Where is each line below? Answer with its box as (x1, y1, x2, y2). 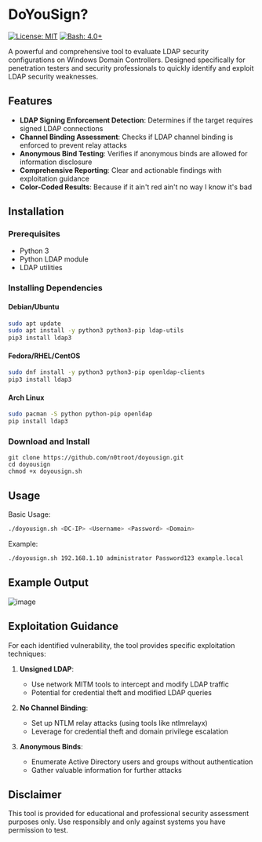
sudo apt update (8, 320, 61, 328)
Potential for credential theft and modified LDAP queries (31, 687, 212, 697)
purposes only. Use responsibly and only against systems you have (8, 817, 226, 826)
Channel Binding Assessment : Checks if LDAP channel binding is (19, 132, 234, 141)
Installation (8, 205, 64, 218)
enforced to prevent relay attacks (19, 140, 127, 150)
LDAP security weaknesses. (8, 71, 99, 81)
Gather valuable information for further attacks (31, 765, 182, 774)
